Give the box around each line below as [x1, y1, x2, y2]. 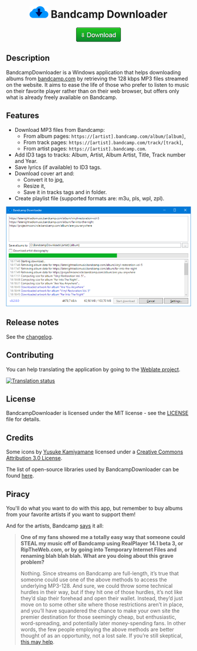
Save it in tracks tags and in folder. [23, 188, 107, 196]
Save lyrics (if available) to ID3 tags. [14, 163, 101, 171]
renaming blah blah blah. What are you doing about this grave [20, 553, 174, 560]
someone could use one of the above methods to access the [20, 576, 167, 583]
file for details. [6, 416, 41, 423]
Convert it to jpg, [23, 176, 64, 183]
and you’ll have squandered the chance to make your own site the [20, 607, 180, 615]
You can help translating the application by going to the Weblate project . [6, 366, 181, 373]
